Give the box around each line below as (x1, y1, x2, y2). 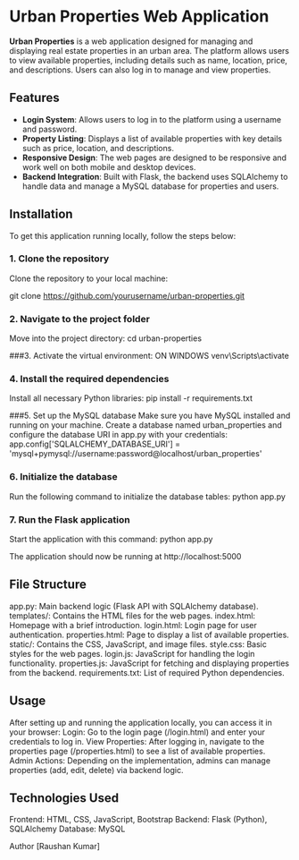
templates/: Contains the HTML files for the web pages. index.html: (9, 610, 256, 621)
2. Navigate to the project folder (9, 312, 150, 325)
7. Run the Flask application (9, 513, 131, 525)
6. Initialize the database (9, 471, 118, 483)
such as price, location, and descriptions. (21, 142, 174, 153)
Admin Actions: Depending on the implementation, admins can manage (9, 754, 270, 766)
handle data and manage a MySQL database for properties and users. (21, 181, 279, 192)
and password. (21, 123, 78, 134)
